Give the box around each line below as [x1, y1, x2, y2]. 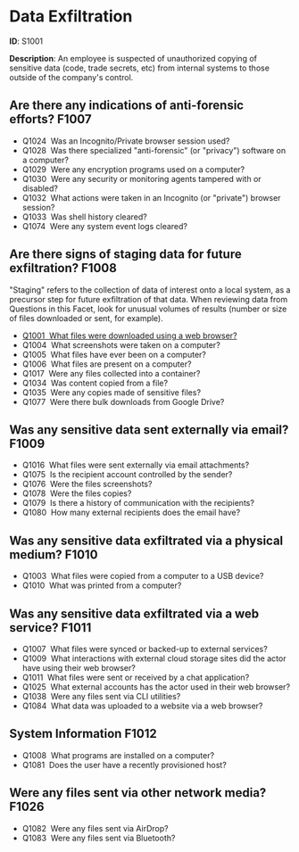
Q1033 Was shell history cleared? [21, 211, 147, 222]
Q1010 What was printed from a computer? [21, 580, 182, 591]
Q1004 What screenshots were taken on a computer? [21, 339, 220, 350]
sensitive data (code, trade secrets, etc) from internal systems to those [9, 62, 270, 73]
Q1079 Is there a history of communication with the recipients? [21, 498, 254, 509]
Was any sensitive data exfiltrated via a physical [9, 533, 284, 548]
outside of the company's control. [9, 71, 134, 82]
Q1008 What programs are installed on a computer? [21, 749, 215, 760]
